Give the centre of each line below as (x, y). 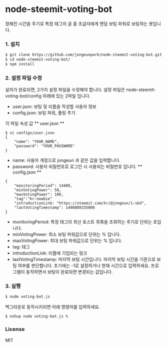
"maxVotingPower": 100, (39, 194)
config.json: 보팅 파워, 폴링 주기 (44, 113)
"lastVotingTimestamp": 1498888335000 (54, 208)
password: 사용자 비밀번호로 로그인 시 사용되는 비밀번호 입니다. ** (77, 166)
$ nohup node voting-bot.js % (37, 316)
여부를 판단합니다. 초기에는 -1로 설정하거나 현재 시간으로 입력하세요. (84, 265)
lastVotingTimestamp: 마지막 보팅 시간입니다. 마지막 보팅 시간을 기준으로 (84, 259)
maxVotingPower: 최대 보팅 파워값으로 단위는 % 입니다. (67, 240)
